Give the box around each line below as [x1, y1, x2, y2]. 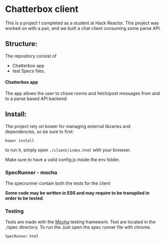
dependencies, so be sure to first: [5, 128, 74, 134]
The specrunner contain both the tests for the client [5, 180, 111, 186]
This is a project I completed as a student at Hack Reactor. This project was [5, 20, 160, 26]
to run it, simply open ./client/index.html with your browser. [5, 147, 131, 153]
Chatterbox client [5, 3, 79, 15]
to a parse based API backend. [5, 96, 68, 102]
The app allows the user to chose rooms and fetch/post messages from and [5, 90, 160, 96]
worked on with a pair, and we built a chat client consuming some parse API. [5, 25, 161, 31]
